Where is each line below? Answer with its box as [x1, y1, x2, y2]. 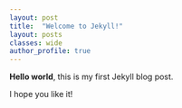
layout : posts [9, 30, 63, 39]
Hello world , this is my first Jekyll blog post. [9, 71, 174, 82]
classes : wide [9, 38, 63, 48]
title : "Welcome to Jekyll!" [9, 22, 124, 31]
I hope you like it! [9, 89, 73, 100]
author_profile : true [9, 47, 91, 56]
